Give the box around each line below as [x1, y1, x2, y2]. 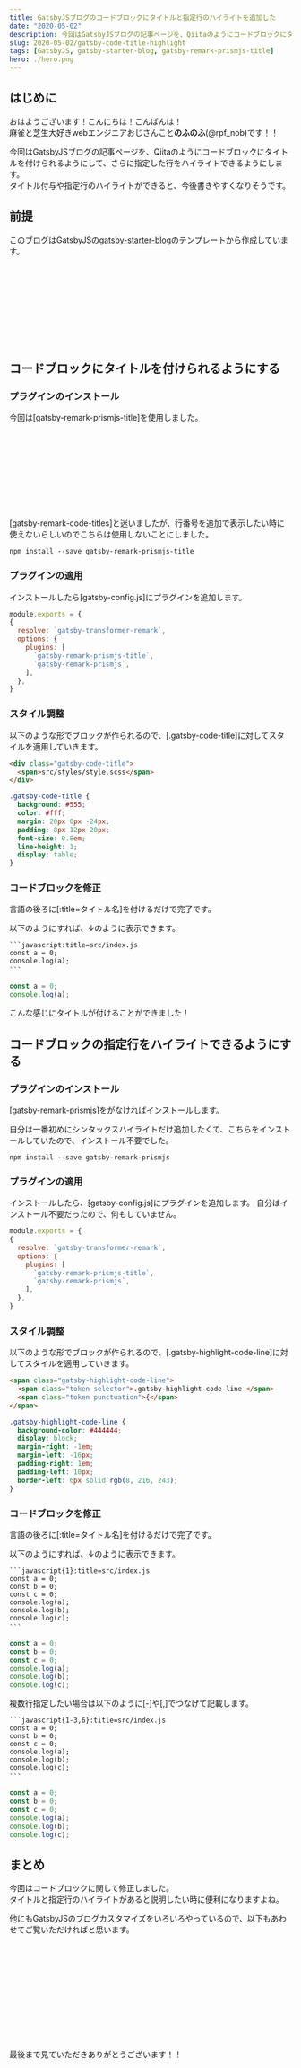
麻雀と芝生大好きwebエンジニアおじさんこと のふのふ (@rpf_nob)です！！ [9, 127, 279, 138]
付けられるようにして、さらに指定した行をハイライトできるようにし [24, 157, 276, 168]
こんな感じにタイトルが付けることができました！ [9, 1007, 190, 1018]
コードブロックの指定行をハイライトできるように [9, 1036, 280, 1052]
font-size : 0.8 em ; [17, 833, 87, 843]
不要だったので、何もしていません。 [47, 1209, 182, 1220]
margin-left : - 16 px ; [17, 1451, 94, 1460]
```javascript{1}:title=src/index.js [9, 1566, 150, 1575]
